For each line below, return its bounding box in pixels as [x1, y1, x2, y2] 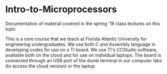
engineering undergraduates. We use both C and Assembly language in [5, 41, 156, 47]
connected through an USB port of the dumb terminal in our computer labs [5, 57, 162, 63]
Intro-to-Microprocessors [5, 4, 117, 15]
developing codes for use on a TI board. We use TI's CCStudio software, [5, 46, 158, 53]
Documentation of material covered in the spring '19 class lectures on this [5, 20, 160, 27]
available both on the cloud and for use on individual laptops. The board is [5, 52, 161, 58]
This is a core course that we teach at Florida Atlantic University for [5, 36, 147, 42]
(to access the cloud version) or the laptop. [5, 63, 96, 69]
